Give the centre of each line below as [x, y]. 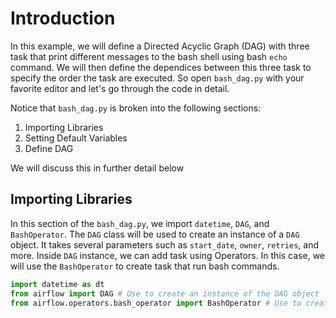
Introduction [63, 18]
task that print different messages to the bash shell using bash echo [149, 56]
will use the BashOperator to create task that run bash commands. [145, 266]
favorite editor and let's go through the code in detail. [120, 88]
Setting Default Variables [76, 138]
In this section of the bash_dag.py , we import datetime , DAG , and [140, 223]
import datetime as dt [57, 284]
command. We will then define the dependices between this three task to [161, 67]
